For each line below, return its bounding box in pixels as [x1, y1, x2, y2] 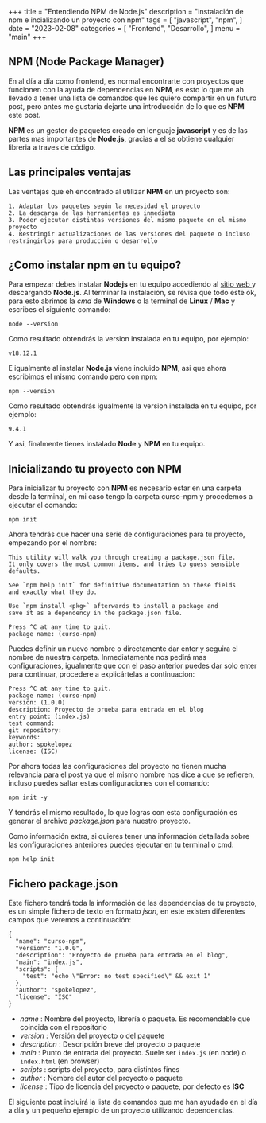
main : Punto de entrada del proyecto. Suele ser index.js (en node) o [19, 1048, 246, 1058]
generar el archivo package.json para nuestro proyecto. [8, 816, 191, 826]
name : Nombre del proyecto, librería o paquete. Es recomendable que [19, 1014, 251, 1024]
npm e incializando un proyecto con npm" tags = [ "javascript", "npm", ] [8, 15, 243, 25]
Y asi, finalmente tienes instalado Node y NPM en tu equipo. [8, 439, 206, 449]
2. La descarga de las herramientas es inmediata [8, 209, 176, 217]
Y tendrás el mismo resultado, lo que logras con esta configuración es [8, 808, 238, 817]
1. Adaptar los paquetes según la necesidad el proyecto [8, 202, 201, 210]
